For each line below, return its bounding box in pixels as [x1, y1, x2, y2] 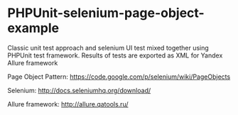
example [7, 20, 60, 36]
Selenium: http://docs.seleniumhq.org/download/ [7, 86, 151, 94]
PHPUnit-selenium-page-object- [7, 5, 205, 21]
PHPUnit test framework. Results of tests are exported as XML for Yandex [7, 51, 223, 60]
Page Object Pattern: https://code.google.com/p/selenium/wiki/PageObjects [7, 72, 231, 81]
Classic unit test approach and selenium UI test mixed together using [7, 43, 210, 52]
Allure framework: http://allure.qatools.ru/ [7, 99, 129, 108]
